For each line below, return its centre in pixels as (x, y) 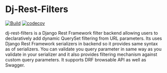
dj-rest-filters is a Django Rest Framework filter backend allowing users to (82, 33)
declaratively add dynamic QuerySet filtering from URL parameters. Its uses (84, 38)
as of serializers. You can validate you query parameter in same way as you (83, 49)
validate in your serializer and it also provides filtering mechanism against (81, 54)
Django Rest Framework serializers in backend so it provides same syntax (82, 43)
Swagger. (15, 65)
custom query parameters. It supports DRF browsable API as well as (76, 59)
